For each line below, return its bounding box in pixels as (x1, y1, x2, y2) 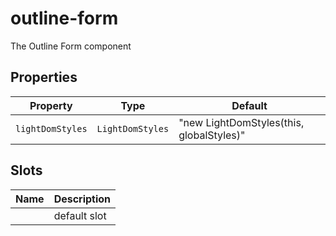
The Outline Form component (10, 40, 132, 52)
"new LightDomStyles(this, (178, 115, 305, 129)
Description (53, 192, 112, 206)
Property (29, 98, 73, 112)
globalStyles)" (178, 128, 246, 142)
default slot (53, 208, 107, 222)
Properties (10, 69, 78, 86)
